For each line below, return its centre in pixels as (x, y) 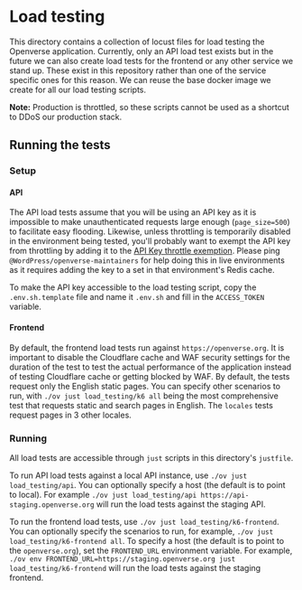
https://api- (225, 495)
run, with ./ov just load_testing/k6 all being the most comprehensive (144, 396)
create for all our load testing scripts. (78, 89)
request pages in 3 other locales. (71, 415)
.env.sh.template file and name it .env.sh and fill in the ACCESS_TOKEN (137, 297)
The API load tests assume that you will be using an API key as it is (133, 212)
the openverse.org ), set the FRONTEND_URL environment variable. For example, (151, 550)
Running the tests (60, 145)
